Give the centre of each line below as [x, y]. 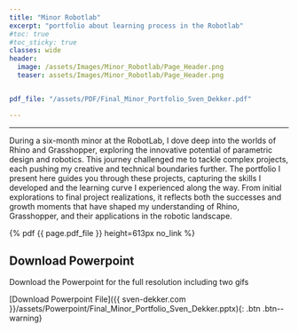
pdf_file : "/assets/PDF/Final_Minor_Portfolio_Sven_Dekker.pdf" [130, 99]
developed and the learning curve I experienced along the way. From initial [145, 187]
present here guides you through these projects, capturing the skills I [135, 178]
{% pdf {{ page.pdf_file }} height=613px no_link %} [102, 233]
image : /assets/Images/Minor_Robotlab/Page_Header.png [121, 67]
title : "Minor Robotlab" [55, 17]
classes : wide [35, 51]
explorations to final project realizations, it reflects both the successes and [145, 197]
